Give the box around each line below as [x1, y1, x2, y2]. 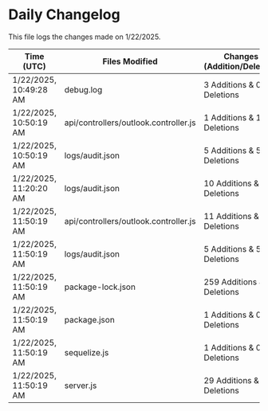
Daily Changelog [8, 6, 121, 24]
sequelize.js [64, 346, 109, 358]
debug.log [64, 84, 103, 95]
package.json [64, 314, 116, 325]
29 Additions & [203, 374, 259, 386]
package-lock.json [64, 281, 136, 292]
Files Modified [102, 56, 158, 67]
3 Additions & [203, 79, 254, 90]
